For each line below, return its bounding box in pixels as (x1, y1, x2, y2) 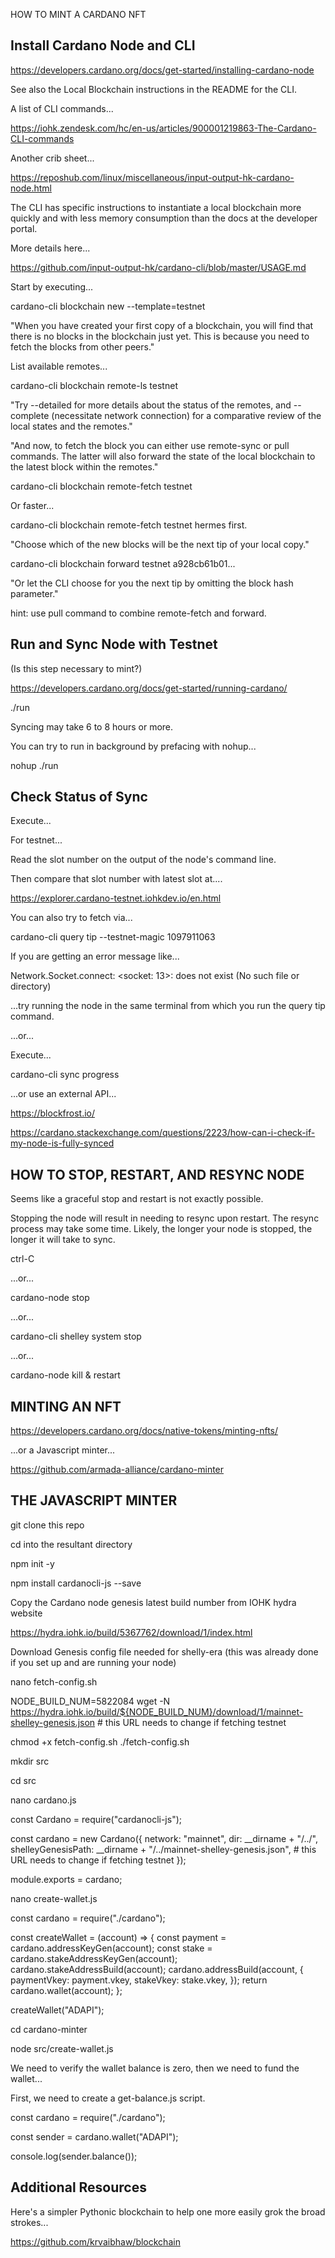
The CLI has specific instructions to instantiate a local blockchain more (10, 201, 302, 213)
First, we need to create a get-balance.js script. (10, 2092, 206, 2104)
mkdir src (10, 1755, 50, 1767)
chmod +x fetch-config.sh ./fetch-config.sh (10, 1735, 190, 1748)
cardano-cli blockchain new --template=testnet (10, 300, 206, 312)
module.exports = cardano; (10, 1873, 123, 1885)
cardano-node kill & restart (10, 1369, 121, 1381)
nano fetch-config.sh (10, 1675, 98, 1688)
